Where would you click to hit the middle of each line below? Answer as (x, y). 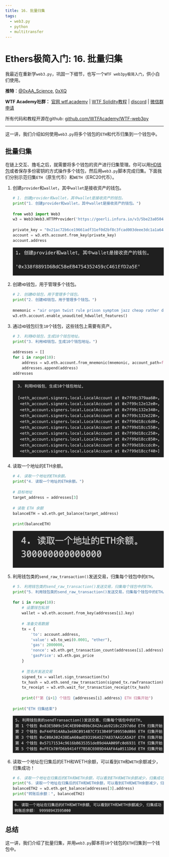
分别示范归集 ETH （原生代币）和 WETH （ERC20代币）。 (63, 177)
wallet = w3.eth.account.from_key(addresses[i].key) (78, 613)
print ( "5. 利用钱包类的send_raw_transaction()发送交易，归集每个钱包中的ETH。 (90, 592)
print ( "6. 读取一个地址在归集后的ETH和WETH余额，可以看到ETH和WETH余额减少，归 (88, 783)
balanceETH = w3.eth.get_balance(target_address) (66, 513)
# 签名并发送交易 (37, 672)
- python (19, 27)
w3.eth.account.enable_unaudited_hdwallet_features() (70, 316)
